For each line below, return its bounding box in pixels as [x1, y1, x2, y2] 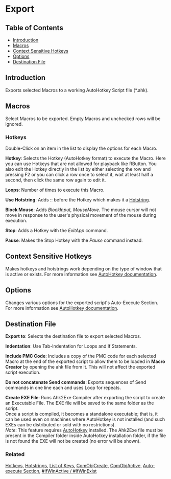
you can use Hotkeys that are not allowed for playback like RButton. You [5, 161, 157, 167]
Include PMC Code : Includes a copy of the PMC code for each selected [5, 353, 157, 359]
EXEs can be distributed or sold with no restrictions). [5, 422, 116, 428]
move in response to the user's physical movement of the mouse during [5, 212, 157, 218]
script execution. [5, 369, 41, 376]
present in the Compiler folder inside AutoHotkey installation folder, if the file [5, 432, 166, 439]
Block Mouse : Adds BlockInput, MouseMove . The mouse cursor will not [5, 207, 157, 213]
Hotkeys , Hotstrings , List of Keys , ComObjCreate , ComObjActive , [5, 462, 142, 468]
